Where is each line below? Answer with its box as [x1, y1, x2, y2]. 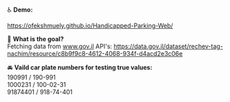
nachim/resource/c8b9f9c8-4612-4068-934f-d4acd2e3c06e [7, 50, 183, 57]
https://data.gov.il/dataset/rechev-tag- [113, 42, 223, 50]
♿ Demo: [7, 6, 33, 14]
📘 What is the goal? [7, 35, 64, 43]
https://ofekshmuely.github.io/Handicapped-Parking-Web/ [7, 21, 173, 30]
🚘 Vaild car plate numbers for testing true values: [7, 63, 153, 71]
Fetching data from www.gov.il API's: [7, 42, 113, 50]
